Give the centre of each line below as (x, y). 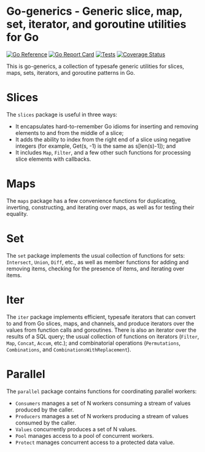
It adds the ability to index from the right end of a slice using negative (103, 139)
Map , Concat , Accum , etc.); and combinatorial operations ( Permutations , (94, 343)
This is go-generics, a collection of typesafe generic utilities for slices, (95, 66)
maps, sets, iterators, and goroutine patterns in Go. (71, 72)
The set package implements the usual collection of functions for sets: (96, 255)
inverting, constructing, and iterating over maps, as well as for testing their (100, 207)
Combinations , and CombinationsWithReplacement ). (69, 349)
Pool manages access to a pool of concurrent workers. (84, 435)
